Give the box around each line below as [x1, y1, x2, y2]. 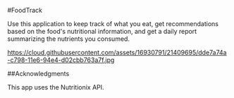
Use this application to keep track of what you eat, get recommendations [7, 20, 218, 27]
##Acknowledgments [7, 70, 70, 78]
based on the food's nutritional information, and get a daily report [7, 27, 197, 35]
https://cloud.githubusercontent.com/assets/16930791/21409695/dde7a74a [7, 49, 227, 56]
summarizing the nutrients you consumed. [7, 35, 130, 43]
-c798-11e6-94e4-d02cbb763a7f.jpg [7, 56, 115, 64]
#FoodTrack [7, 6, 42, 14]
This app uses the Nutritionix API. [7, 83, 104, 91]
